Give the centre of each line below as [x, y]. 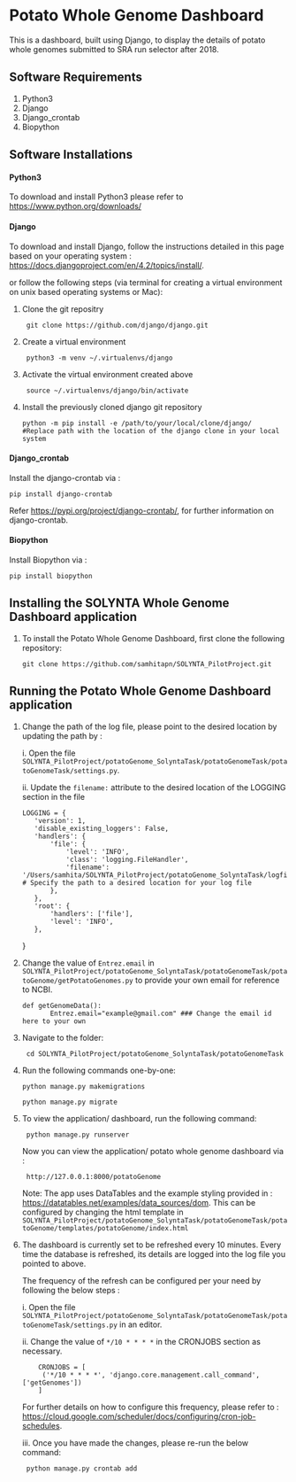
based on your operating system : [71, 256]
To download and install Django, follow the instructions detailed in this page [147, 246]
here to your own [54, 1021]
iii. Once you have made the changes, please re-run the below [135, 1443]
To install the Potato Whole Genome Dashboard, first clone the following [153, 638]
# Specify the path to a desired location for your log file [137, 882]
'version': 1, [60, 820]
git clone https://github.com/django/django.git [118, 325]
